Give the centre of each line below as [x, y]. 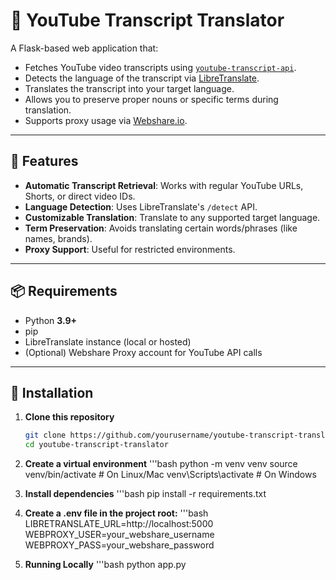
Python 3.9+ [51, 320]
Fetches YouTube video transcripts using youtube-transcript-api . [160, 67]
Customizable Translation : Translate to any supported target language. [172, 217]
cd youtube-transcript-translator [96, 445]
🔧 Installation [52, 392]
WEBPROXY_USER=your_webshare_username [119, 535]
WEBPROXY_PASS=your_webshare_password [119, 545]
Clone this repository [69, 417]
